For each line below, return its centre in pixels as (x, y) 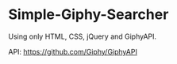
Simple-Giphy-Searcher (88, 15)
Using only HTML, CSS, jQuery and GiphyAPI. (83, 36)
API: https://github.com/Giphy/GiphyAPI (73, 51)
